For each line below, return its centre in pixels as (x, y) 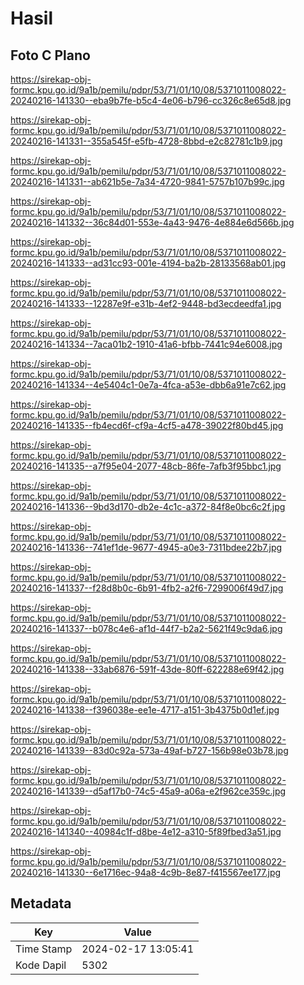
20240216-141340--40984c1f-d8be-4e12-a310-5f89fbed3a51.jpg (146, 831)
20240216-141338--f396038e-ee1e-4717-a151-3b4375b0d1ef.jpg (145, 710)
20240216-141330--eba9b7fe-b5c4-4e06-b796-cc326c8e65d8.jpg (151, 100)
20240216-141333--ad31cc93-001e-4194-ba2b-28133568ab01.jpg (148, 263)
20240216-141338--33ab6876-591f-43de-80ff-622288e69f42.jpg (147, 669)
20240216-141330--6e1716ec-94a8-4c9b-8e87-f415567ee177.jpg (146, 872)
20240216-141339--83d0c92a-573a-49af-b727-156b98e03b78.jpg (149, 750)
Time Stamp (44, 949)
